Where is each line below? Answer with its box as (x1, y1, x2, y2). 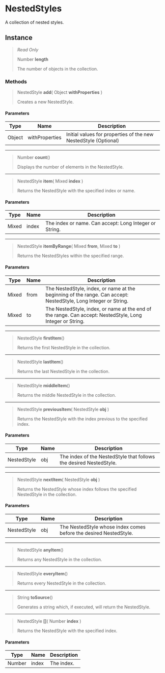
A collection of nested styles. (5, 19, 64, 25)
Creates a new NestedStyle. (17, 99, 74, 105)
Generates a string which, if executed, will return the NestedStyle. (17, 604, 151, 610)
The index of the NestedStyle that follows (59, 453, 155, 460)
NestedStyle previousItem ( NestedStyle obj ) (17, 406, 110, 412)
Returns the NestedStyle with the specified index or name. (17, 188, 136, 194)
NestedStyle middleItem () (17, 382, 70, 388)
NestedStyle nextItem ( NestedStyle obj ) (17, 477, 100, 483)
